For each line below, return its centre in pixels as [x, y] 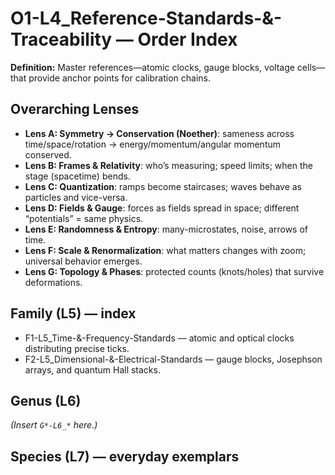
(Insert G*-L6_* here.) [54, 425]
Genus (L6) [46, 400]
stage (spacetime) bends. [77, 176]
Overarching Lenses [75, 109]
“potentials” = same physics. [84, 218]
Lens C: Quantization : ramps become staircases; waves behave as [163, 186]
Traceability [61, 39]
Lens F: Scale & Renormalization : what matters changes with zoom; [165, 250]
